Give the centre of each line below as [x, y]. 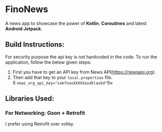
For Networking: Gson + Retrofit [45, 113]
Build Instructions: [35, 45]
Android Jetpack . [24, 28]
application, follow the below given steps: [48, 62]
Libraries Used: [30, 99]
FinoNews [27, 9]
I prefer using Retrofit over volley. [40, 124]
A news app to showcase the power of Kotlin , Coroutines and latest [76, 23]
